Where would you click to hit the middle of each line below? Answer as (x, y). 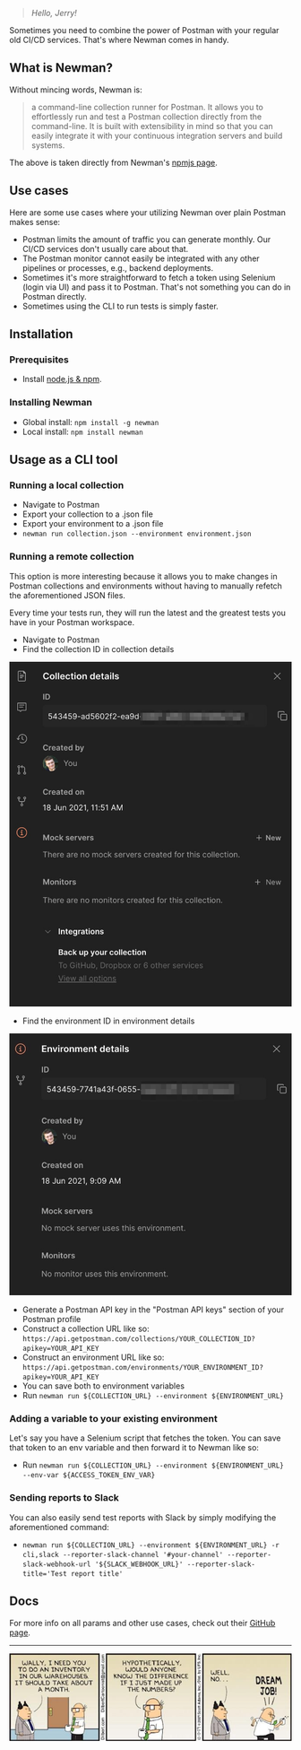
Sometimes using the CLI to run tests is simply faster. (120, 306)
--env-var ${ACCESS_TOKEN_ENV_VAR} (89, 1476)
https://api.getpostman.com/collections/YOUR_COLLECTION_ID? (139, 1339)
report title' (97, 1573)
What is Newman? (61, 68)
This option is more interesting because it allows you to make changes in (143, 576)
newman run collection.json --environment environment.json (137, 534)
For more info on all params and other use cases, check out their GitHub (142, 1623)
